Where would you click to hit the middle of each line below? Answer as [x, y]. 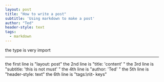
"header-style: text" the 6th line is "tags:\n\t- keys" [56, 74]
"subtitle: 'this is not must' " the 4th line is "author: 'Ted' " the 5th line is [77, 69]
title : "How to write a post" [36, 14]
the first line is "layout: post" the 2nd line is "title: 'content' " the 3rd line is [79, 64]
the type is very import [28, 50]
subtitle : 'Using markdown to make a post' [50, 18]
